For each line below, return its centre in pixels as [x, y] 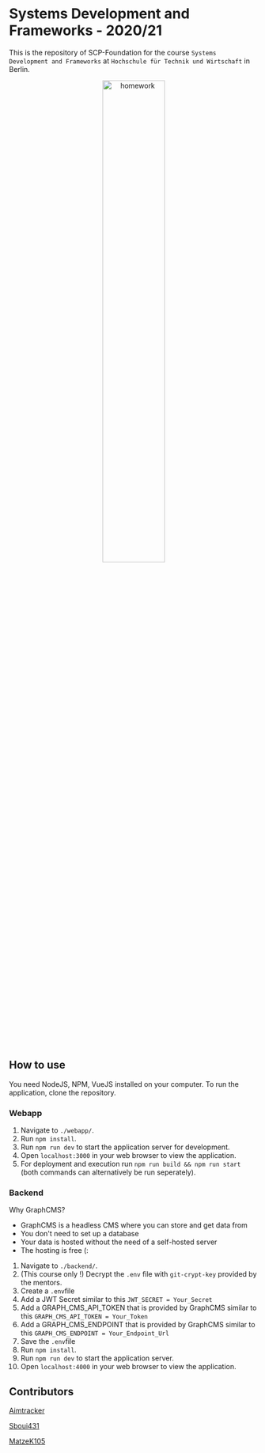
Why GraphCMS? [37, 1210]
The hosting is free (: [55, 1251]
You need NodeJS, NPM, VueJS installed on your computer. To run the [124, 1084]
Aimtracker [27, 1411]
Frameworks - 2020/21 [86, 30]
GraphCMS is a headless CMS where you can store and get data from [134, 1225]
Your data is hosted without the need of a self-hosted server [119, 1242]
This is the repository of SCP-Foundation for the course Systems [113, 52]
